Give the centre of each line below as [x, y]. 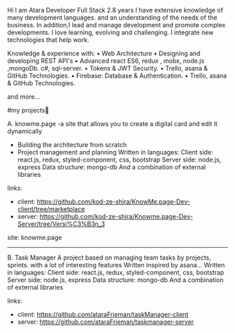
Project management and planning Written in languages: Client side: [115, 152]
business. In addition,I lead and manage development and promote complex [116, 25]
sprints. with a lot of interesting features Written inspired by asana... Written [116, 265]
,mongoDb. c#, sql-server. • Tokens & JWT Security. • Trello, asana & [108, 68]
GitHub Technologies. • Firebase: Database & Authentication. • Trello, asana [117, 76]
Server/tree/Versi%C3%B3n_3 [61, 224]
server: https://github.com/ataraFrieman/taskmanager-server [106, 322]
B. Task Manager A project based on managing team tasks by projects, [109, 257]
